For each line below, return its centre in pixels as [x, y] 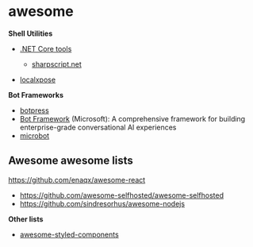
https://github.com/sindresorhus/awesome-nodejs [102, 203]
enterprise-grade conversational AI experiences [98, 127]
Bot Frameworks [36, 95]
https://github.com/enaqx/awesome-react [77, 179]
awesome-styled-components [69, 234]
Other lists [26, 219]
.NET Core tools [46, 48]
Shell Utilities [31, 33]
